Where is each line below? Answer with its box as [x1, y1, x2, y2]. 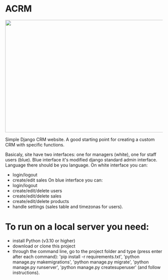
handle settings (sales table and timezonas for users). [12, 203, 123, 209]
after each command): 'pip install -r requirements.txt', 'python [12, 253, 140, 259]
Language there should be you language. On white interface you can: [5, 162, 148, 168]
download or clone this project [12, 243, 76, 249]
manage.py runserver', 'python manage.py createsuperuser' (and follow [12, 264, 161, 270]
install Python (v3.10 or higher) [12, 237, 75, 243]
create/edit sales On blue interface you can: [12, 177, 103, 183]
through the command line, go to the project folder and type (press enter [12, 248, 162, 254]
